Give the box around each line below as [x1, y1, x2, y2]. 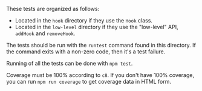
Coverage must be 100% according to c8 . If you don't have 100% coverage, [6, 72, 195, 78]
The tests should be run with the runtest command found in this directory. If [6, 42, 197, 49]
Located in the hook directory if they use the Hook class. [15, 17, 153, 24]
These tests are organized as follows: [6, 5, 100, 12]
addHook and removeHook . [15, 30, 76, 37]
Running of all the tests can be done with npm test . [6, 60, 133, 67]
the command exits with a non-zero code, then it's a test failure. [6, 48, 166, 55]
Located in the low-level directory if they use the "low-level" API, [15, 24, 178, 30]
